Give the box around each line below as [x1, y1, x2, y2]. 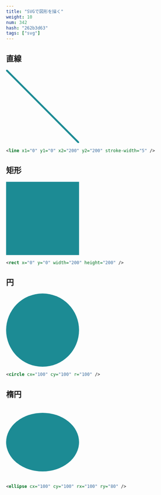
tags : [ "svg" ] [6, 30, 41, 36]
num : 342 [6, 19, 27, 25]
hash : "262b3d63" [6, 25, 48, 31]
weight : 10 [6, 14, 33, 20]
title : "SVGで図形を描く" [6, 8, 64, 15]
